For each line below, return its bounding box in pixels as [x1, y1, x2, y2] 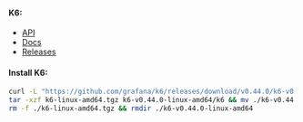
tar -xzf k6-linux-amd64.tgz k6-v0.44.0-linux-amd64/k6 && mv [8, 96, 249, 105]
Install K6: [8, 67, 48, 78]
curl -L [8, 87, 38, 97]
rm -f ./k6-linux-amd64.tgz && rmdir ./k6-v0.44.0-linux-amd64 [8, 104, 254, 113]
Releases [21, 46, 56, 58]
